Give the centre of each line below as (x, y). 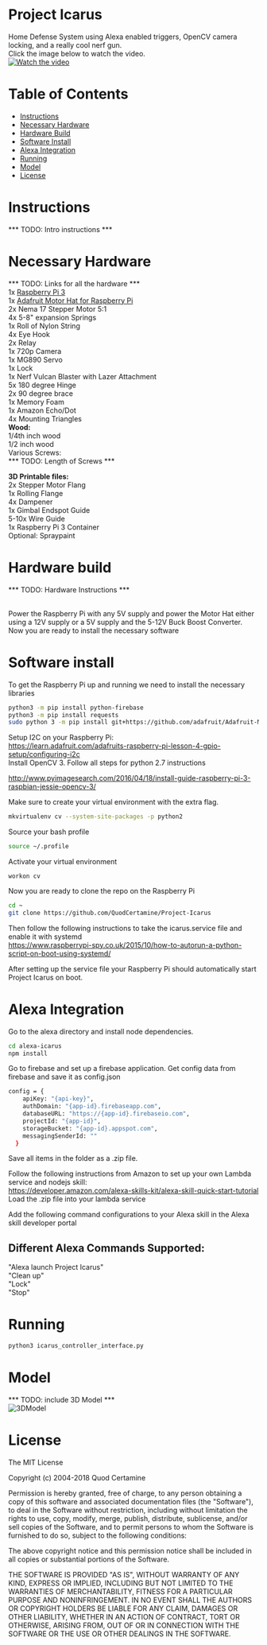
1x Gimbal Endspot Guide (49, 510)
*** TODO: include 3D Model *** (62, 1400)
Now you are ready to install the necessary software (94, 630)
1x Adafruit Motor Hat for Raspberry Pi (71, 301)
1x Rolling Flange (36, 493)
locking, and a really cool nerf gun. (65, 45)
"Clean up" (26, 1276)
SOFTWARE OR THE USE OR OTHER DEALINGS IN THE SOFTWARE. (120, 1633)
